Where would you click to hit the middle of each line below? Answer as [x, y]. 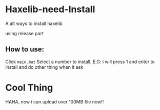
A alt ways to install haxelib [34, 23]
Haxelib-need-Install [50, 9]
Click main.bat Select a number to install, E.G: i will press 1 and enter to [80, 62]
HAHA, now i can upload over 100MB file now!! [55, 102]
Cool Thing [29, 87]
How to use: [25, 49]
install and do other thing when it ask [44, 67]
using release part [24, 33]
